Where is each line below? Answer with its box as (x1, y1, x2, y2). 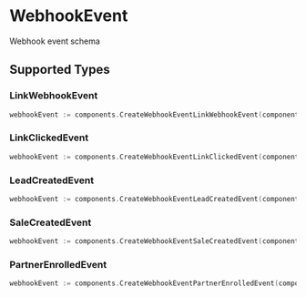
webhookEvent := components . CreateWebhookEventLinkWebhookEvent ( (9, 110, 262, 119)
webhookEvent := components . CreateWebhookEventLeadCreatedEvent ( (9, 194, 262, 203)
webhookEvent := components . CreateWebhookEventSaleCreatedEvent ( (9, 237, 262, 246)
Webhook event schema (9, 36, 100, 46)
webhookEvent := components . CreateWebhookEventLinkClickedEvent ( (9, 152, 262, 161)
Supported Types (9, 62, 111, 77)
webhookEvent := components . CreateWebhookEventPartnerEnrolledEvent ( (9, 279, 280, 288)
